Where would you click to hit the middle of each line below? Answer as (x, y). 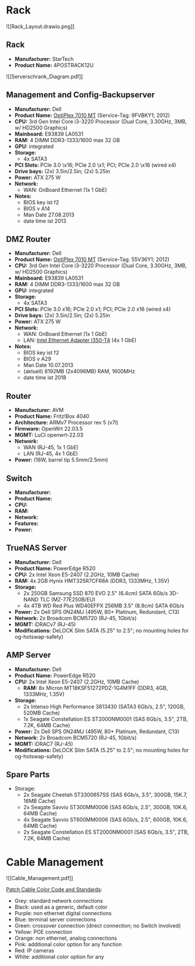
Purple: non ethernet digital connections (63, 913)
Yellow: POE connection (43, 932)
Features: (27, 523)
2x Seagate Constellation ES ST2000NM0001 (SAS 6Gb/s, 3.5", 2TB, (106, 832)
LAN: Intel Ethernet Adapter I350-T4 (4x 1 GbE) (80, 341)
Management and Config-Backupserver (81, 95)
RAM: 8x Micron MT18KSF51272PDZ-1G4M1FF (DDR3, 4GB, (95, 687)
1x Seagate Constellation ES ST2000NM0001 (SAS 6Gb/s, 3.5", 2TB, (106, 719)
